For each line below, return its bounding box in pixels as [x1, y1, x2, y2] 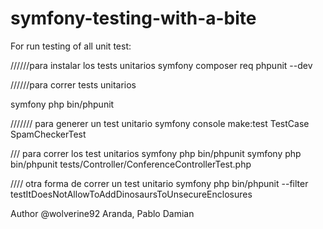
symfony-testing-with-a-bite [10, 7, 257, 30]
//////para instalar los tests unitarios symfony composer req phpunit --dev [10, 59, 313, 71]
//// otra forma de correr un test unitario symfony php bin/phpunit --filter [10, 177, 309, 189]
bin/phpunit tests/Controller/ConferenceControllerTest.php [10, 158, 252, 170]
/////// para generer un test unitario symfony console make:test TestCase [10, 117, 310, 129]
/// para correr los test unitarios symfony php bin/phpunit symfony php [10, 147, 302, 159]
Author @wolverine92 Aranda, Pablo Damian [10, 207, 195, 219]
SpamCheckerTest [10, 128, 87, 140]
